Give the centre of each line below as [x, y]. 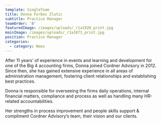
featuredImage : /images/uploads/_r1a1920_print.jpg [59, 28]
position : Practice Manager [34, 37]
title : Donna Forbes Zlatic [34, 14]
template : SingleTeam [27, 10]
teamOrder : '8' [21, 23]
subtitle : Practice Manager [34, 19]
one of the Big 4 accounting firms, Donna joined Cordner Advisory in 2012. [81, 65]
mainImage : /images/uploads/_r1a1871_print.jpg [55, 32]
